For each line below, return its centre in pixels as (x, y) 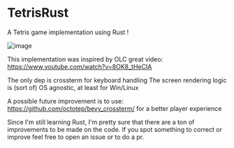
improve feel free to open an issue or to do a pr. (76, 137)
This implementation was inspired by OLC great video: (85, 59)
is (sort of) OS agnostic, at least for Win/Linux (73, 87)
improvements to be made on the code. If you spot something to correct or (115, 129)
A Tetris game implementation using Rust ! (68, 32)
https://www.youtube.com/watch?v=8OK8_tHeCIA (80, 66)
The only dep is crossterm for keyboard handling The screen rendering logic (117, 80)
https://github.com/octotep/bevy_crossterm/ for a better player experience (115, 108)
